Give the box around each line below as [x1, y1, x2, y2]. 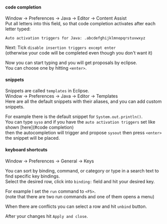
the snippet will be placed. [5, 135, 60, 141]
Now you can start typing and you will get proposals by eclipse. [5, 60, 137, 66]
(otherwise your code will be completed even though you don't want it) [5, 50, 153, 56]
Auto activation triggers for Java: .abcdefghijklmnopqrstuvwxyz [5, 36, 145, 41]
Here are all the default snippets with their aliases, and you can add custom [5, 98, 162, 104]
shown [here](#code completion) [5, 124, 74, 131]
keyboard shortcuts [5, 147, 48, 152]
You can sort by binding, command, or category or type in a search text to [5, 167, 159, 174]
